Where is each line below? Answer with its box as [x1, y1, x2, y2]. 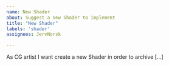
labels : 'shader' [6, 25, 50, 32]
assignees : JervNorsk [6, 31, 61, 38]
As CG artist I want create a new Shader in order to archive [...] [6, 53, 164, 61]
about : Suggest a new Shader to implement [6, 15, 116, 21]
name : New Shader [6, 8, 50, 15]
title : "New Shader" [6, 20, 59, 26]
